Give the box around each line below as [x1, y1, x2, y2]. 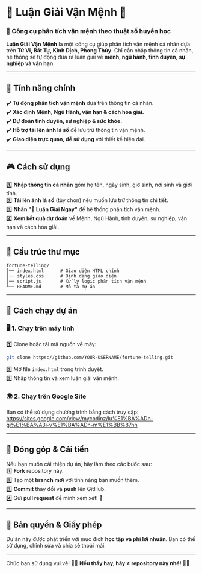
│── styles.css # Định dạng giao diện [6, 273, 117, 279]
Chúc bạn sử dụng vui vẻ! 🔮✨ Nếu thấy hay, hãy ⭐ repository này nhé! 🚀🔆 [6, 560, 190, 567]
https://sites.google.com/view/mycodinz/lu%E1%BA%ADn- [6, 414, 153, 422]
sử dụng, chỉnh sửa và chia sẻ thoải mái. [6, 542, 106, 549]
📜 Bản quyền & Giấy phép [6, 519, 102, 530]
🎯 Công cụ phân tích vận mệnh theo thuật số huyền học [6, 27, 171, 36]
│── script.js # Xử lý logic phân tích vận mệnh [6, 278, 147, 284]
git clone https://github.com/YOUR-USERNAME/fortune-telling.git [6, 354, 173, 361]
